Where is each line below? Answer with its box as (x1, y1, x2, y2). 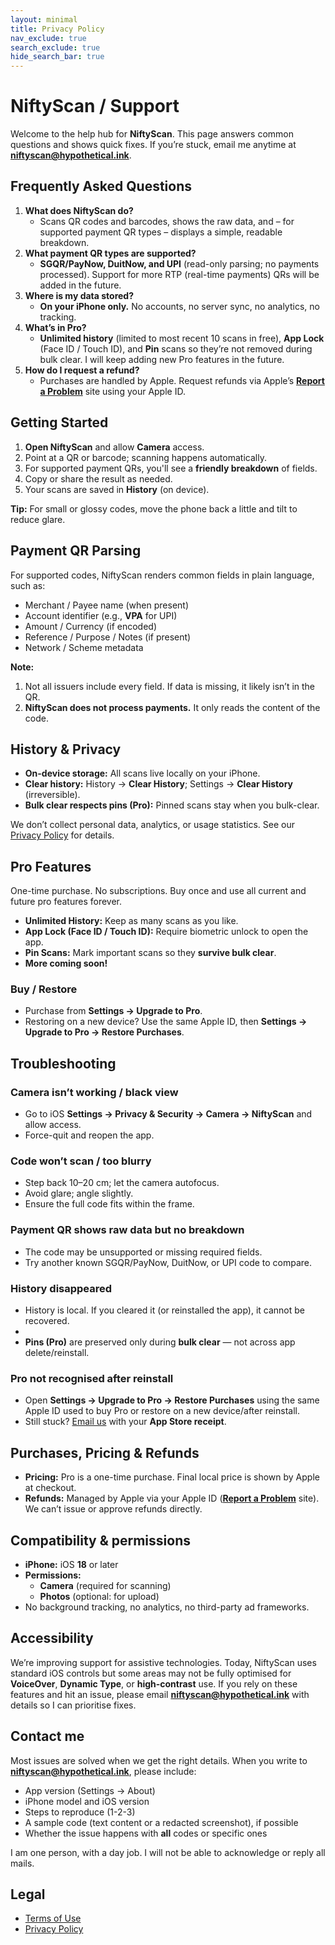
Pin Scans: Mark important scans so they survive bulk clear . (24, 947, 277, 959)
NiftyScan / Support (10, 95, 180, 118)
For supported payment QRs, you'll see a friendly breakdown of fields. (24, 462, 318, 474)
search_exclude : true (10, 42, 101, 53)
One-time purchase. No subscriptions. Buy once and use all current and (10, 885, 307, 897)
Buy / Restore (10, 982, 78, 996)
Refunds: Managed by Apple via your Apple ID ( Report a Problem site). (24, 1492, 320, 1505)
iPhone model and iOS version (24, 1795, 150, 1807)
